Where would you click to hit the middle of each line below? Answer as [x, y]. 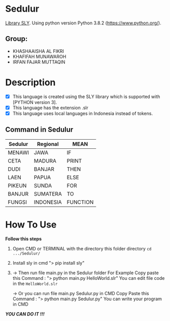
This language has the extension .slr [50, 108]
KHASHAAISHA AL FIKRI [38, 51]
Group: [16, 39]
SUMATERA [48, 194]
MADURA [45, 160]
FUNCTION [80, 202]
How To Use [31, 224]
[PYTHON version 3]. [35, 102]
